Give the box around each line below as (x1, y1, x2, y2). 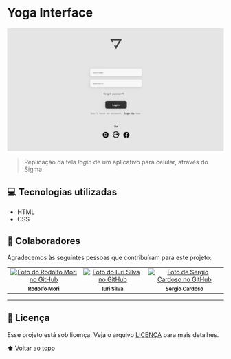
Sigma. (23, 165, 44, 173)
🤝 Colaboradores (7, 235, 81, 247)
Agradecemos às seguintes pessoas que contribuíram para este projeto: (7, 253, 212, 262)
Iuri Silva (102, 285, 124, 292)
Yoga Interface (7, 5, 93, 21)
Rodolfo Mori (27, 285, 60, 292)
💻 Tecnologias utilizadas (7, 186, 118, 197)
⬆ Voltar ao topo (7, 344, 56, 352)
